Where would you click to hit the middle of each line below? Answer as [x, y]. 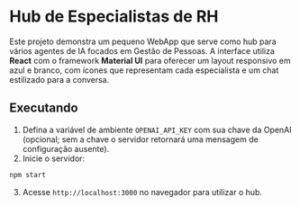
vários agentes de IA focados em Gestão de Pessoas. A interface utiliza [142, 50]
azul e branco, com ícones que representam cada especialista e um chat [144, 70]
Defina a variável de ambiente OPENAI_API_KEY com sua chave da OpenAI [157, 130]
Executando [44, 108]
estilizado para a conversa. [59, 79]
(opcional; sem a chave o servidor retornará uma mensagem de [140, 139]
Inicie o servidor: [54, 158]
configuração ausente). [66, 148]
